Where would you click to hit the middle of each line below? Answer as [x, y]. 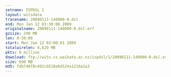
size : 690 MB [19, 62]
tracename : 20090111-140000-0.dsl [42, 19]
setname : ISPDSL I [25, 10]
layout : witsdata [24, 15]
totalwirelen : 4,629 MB [31, 48]
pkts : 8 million [22, 52]
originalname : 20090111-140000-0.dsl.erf [50, 29]
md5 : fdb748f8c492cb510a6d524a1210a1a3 [48, 66]
